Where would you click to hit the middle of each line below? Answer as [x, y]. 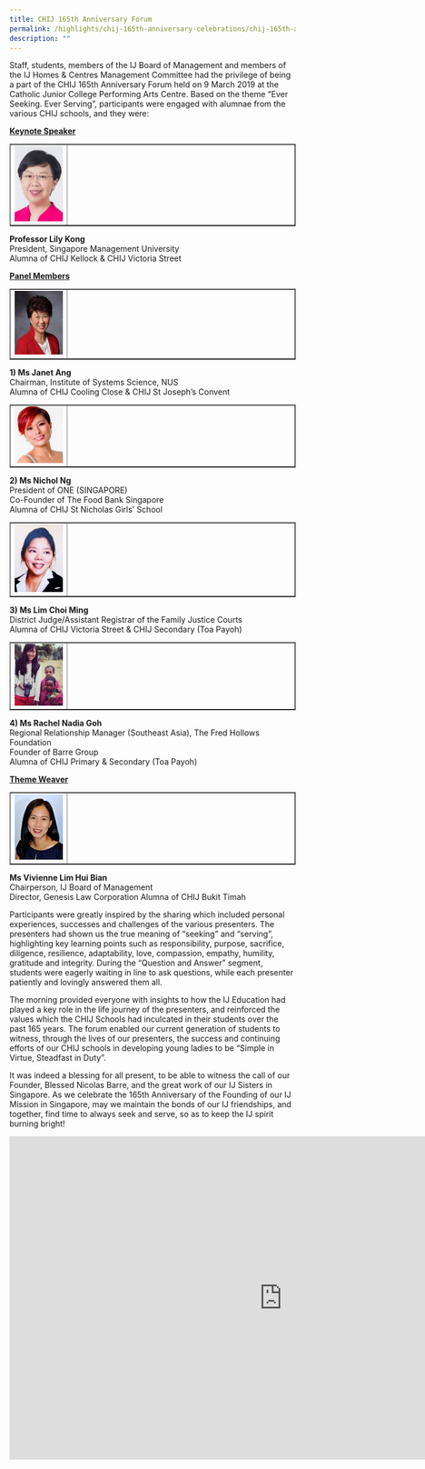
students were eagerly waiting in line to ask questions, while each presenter [151, 972]
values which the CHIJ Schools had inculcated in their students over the [144, 1019]
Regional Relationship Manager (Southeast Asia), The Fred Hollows [135, 733]
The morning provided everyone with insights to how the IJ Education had [148, 999]
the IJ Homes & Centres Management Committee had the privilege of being [150, 75]
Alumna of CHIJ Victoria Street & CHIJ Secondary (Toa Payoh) [126, 629]
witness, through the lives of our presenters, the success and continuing [145, 1038]
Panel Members [40, 276]
